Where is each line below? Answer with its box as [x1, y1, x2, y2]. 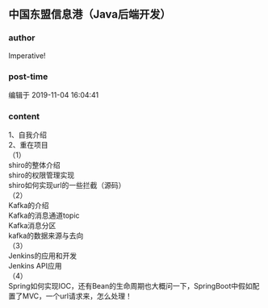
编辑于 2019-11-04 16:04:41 [8, 89, 99, 99]
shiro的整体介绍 [8, 160, 61, 170]
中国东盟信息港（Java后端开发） [8, 7, 171, 22]
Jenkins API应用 [8, 261, 62, 271]
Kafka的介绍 [8, 201, 49, 210]
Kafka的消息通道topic [8, 210, 80, 220]
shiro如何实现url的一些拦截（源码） [8, 181, 126, 190]
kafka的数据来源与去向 [8, 231, 84, 240]
